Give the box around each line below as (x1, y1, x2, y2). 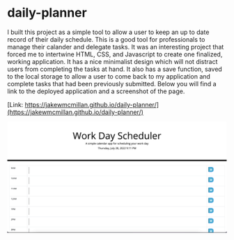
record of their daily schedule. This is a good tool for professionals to (7, 35, 205, 43)
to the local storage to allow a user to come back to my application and (7, 72, 211, 81)
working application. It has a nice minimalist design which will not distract (7, 57, 218, 65)
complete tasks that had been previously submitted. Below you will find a (7, 79, 217, 88)
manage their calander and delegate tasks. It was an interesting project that (7, 42, 224, 51)
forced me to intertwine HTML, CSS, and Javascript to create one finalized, (7, 50, 223, 58)
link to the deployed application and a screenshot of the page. (7, 87, 185, 95)
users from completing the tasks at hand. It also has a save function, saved (7, 65, 223, 73)
